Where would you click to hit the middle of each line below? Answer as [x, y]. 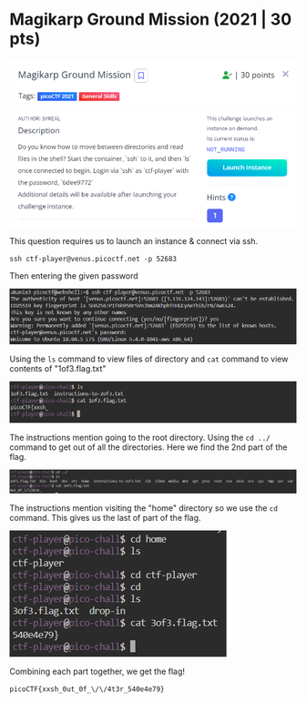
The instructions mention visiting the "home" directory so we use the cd [143, 508]
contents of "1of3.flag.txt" [58, 369]
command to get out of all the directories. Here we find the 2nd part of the [148, 447]
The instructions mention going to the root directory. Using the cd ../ [140, 438]
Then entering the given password [74, 275]
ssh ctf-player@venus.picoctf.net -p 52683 [93, 259]
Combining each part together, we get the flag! [97, 672]
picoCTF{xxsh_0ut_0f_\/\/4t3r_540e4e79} [87, 689]
